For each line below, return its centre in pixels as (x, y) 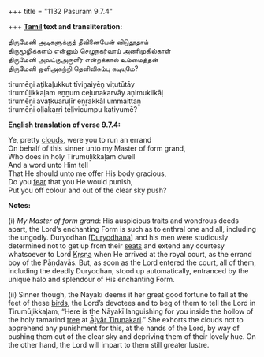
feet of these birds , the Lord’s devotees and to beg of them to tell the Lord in (132, 303)
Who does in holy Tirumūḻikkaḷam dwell (72, 156)
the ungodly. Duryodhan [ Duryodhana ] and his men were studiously (118, 237)
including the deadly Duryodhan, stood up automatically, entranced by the (128, 271)
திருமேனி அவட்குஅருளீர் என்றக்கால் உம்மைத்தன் (84, 59)
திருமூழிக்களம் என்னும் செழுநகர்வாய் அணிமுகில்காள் (89, 51)
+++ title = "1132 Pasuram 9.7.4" (60, 11)
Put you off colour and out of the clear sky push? (87, 190)
